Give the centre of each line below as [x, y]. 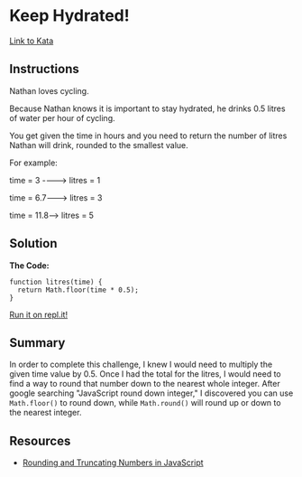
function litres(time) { [56, 282]
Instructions [44, 69]
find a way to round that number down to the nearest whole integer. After [145, 384]
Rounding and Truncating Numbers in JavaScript [113, 463]
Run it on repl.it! [39, 314]
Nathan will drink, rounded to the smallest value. [99, 145]
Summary [37, 343]
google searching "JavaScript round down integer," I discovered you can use [151, 393]
